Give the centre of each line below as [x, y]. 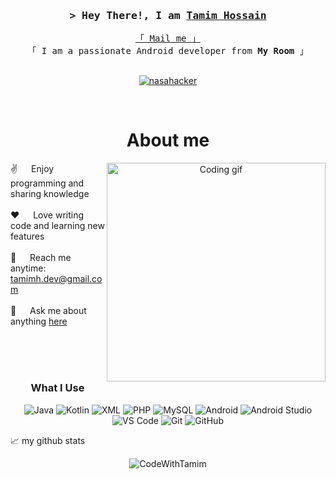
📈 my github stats [48, 440]
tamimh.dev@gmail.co [56, 279]
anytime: [28, 268]
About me [168, 140]
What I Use [57, 388]
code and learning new [57, 226]
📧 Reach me [41, 258]
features [27, 236]
